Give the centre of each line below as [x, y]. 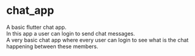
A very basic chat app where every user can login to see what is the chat [97, 40]
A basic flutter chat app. [36, 27]
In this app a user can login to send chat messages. [71, 33]
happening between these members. [52, 46]
